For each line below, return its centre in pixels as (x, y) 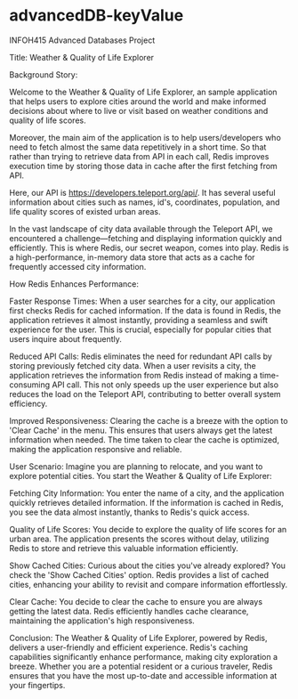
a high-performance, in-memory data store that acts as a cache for (132, 257)
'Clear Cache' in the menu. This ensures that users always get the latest (141, 430)
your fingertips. (37, 685)
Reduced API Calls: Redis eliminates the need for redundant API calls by (141, 356)
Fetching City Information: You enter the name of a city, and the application (147, 493)
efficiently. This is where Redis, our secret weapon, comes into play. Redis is (149, 248)
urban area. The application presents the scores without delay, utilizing (139, 539)
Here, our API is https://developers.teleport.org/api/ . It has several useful (142, 192)
